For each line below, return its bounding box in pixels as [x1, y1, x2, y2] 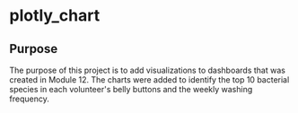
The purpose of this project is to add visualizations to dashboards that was [9, 65, 285, 75]
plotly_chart [9, 5, 101, 26]
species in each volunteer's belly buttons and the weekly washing [9, 84, 253, 94]
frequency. [9, 93, 49, 104]
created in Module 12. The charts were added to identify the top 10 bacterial [9, 74, 290, 85]
